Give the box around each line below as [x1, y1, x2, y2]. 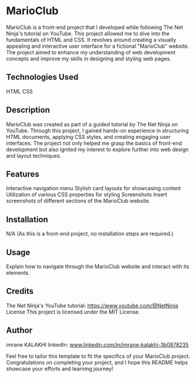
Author [6, 325, 32, 335]
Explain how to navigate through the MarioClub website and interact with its [6, 263, 190, 270]
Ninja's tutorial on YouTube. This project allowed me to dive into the [6, 30, 170, 37]
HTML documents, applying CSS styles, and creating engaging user [6, 133, 171, 140]
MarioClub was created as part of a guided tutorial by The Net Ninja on [6, 120, 178, 128]
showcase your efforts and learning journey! [6, 365, 114, 372]
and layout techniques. [6, 152, 62, 159]
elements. [6, 269, 31, 276]
